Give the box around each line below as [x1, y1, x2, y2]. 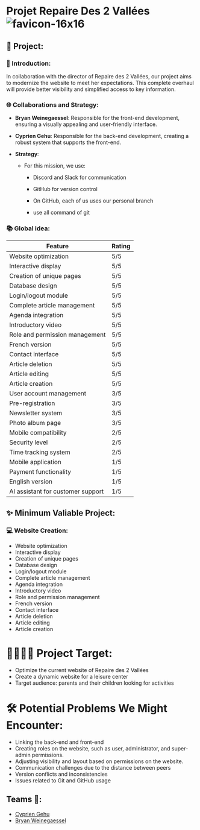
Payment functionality [9, 468, 71, 476]
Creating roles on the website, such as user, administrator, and [14, 745, 170, 752]
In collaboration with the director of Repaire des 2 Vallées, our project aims [6, 72, 192, 80]
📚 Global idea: [6, 224, 50, 233]
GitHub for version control [33, 186, 98, 193]
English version [9, 477, 53, 486]
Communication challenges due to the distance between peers [14, 764, 171, 772]
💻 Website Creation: [6, 526, 68, 535]
